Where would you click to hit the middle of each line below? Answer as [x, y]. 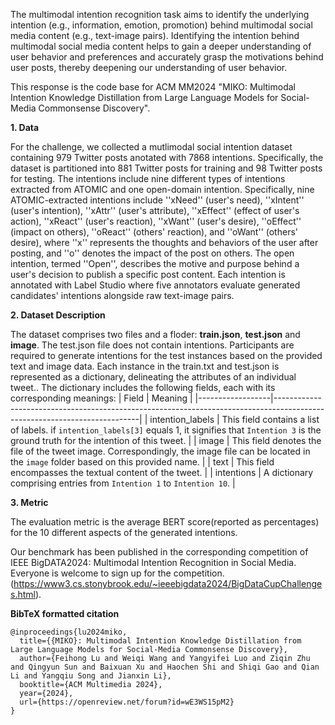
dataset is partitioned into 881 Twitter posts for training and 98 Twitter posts [166, 168]
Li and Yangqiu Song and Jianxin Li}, [91, 676]
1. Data [25, 127]
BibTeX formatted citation [65, 613]
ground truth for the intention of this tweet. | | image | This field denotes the [166, 440]
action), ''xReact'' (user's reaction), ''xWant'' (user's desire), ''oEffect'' [156, 221]
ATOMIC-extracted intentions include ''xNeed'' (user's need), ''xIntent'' [157, 200]
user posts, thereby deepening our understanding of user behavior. [149, 67]
